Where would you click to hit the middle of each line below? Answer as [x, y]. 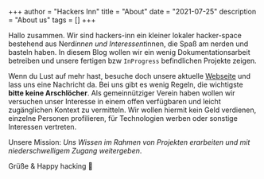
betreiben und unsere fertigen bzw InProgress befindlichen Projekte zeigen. [132, 60]
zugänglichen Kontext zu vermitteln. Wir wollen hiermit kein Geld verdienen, [132, 110]
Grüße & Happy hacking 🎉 [50, 166]
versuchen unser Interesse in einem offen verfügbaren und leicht [115, 101]
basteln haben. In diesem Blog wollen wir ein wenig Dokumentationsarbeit [129, 52]
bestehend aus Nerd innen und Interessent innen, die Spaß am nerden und [128, 44]
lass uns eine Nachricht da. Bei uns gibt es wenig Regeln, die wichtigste [126, 84]
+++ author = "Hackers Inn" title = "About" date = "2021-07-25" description [132, 12]
